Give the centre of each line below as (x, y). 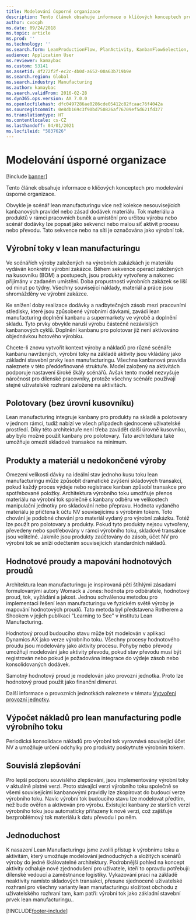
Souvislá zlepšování (43, 766)
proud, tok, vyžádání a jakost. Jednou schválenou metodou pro (82, 597)
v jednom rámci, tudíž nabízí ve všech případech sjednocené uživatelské (93, 423)
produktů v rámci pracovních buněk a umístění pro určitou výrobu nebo (92, 218)
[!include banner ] (27, 176)
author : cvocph (24, 22)
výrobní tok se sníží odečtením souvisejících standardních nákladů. (87, 543)
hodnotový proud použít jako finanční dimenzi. (62, 682)
